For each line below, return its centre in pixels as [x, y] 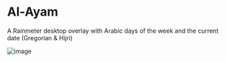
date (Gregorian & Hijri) [40, 37]
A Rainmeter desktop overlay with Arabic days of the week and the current [113, 31]
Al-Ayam [33, 12]
